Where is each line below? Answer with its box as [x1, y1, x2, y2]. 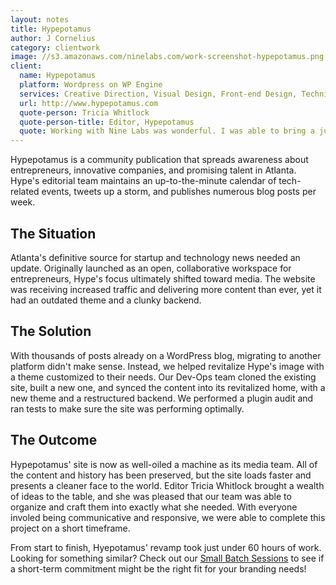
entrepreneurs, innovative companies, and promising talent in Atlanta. [10, 164, 297, 176]
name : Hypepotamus [19, 71, 97, 81]
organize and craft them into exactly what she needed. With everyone [10, 501, 298, 513]
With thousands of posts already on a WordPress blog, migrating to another [10, 349, 322, 361]
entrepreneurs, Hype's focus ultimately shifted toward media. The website [10, 272, 316, 285]
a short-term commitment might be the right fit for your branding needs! [10, 562, 307, 575]
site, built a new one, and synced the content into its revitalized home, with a [10, 381, 326, 393]
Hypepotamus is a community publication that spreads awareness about [10, 154, 309, 166]
